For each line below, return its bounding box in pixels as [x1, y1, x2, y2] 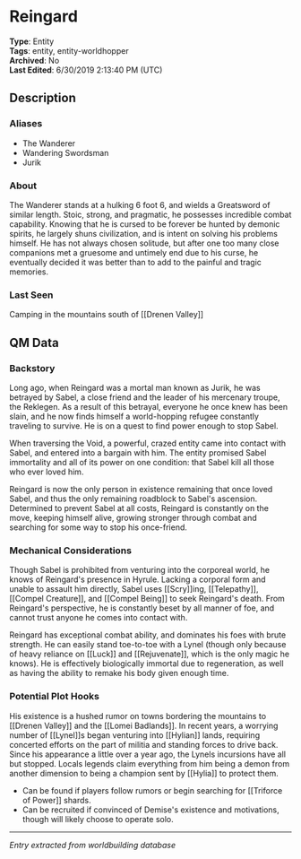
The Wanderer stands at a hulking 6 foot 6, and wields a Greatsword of [9, 199, 271, 210]
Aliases [9, 117, 43, 130]
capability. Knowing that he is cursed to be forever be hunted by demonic [9, 218, 280, 230]
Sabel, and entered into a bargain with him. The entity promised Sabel [9, 447, 267, 458]
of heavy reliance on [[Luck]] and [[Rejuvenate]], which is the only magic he [9, 648, 289, 660]
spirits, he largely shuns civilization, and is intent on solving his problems [9, 228, 278, 239]
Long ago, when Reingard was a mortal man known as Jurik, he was [9, 382, 262, 393]
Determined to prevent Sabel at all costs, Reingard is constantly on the [9, 502, 269, 513]
